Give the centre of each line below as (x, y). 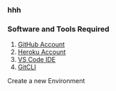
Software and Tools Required (58, 28)
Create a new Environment (46, 81)
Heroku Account (42, 52)
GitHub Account (41, 45)
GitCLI (27, 67)
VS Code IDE (36, 60)
